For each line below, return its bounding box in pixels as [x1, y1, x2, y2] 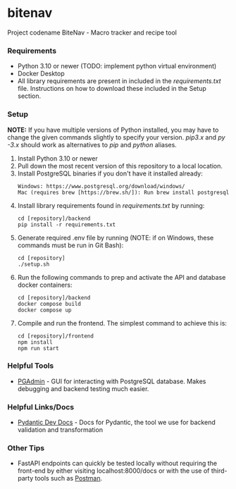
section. [17, 92, 42, 100]
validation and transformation [17, 426, 104, 434]
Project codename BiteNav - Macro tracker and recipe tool [7, 28, 178, 37]
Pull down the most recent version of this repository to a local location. [17, 161, 223, 170]
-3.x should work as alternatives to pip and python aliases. [7, 140, 178, 149]
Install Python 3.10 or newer [17, 154, 98, 163]
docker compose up [17, 307, 72, 314]
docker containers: [17, 280, 73, 289]
